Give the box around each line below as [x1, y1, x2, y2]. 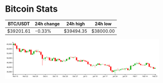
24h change [35, 21, 60, 27]
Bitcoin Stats [5, 3, 58, 15]
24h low [94, 21, 112, 27]
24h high [66, 21, 85, 27]
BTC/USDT [8, 21, 30, 27]
